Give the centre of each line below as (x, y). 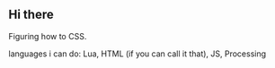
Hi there (31, 15)
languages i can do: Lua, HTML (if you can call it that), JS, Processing (137, 54)
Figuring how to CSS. (48, 36)
